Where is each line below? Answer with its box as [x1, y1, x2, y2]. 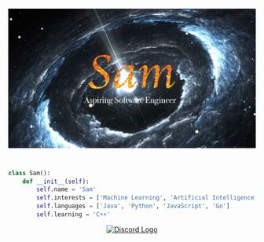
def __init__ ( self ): [22, 178, 90, 185]
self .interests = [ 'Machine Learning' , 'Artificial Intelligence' [36, 194, 258, 202]
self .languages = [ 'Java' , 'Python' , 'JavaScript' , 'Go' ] [36, 202, 230, 211]
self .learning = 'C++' [36, 211, 111, 218]
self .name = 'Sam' [36, 185, 97, 193]
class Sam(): [8, 169, 51, 177]
